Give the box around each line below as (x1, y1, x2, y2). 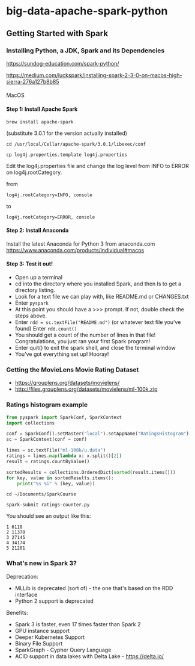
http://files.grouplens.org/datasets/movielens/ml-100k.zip (14, 385, 158, 393)
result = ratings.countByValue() (6, 458, 90, 464)
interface (14, 591, 38, 598)
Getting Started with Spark (6, 28, 109, 39)
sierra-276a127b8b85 (6, 78, 59, 85)
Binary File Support (14, 640, 63, 647)
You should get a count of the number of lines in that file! (14, 331, 156, 338)
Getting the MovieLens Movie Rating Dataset (6, 366, 139, 374)
